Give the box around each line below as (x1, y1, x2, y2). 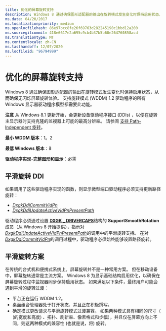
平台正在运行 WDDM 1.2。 (12, 296, 66, 302)
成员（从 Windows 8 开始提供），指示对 (5, 224, 85, 230)
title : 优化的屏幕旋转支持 (5, 7, 54, 12)
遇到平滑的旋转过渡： (5, 285, 48, 291)
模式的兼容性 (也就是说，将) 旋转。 (38, 321, 109, 327)
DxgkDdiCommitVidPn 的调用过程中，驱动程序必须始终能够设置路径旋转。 (5, 236, 154, 242)
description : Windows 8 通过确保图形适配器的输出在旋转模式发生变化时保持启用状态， (5, 12, 163, 17)
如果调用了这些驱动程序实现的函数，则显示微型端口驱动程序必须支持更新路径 (5, 186, 161, 192)
